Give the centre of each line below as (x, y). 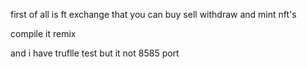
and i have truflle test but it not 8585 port (95, 53)
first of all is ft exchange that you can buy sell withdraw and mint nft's (153, 14)
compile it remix (43, 33)
